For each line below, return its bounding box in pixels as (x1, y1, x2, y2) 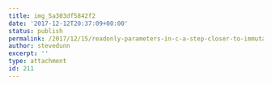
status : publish (8, 27, 63, 35)
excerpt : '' (8, 49, 49, 57)
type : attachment (8, 57, 67, 66)
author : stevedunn (8, 42, 70, 50)
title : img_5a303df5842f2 (8, 11, 96, 20)
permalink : (8, 34, 45, 43)
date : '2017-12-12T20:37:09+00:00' (8, 19, 129, 28)
